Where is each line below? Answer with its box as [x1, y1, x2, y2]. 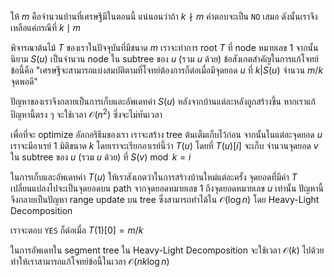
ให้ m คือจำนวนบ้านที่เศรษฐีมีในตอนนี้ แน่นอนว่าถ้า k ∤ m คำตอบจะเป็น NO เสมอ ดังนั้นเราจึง [10, 11, 318, 22]
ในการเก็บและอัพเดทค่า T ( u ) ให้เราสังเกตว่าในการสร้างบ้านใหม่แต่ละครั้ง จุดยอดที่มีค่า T [10, 171, 298, 183]
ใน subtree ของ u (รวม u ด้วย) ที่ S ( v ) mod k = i [10, 151, 192, 163]
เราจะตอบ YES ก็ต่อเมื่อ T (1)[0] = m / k [10, 224, 144, 236]
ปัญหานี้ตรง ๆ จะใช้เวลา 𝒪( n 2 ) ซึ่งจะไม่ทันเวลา [10, 107, 163, 120]
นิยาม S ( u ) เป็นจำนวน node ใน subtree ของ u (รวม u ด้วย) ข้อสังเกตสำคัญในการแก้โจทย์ [10, 53, 319, 65]
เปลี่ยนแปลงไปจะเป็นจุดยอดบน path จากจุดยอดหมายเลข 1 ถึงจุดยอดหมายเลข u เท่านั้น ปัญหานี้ [10, 182, 324, 194]
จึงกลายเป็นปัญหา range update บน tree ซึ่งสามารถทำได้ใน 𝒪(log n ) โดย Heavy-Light [10, 193, 320, 205]
